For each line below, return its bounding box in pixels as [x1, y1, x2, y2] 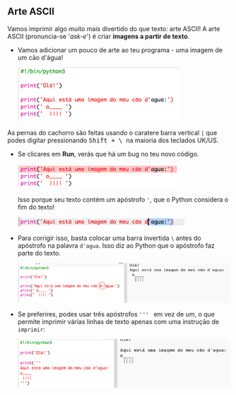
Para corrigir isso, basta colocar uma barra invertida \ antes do [17, 234, 201, 242]
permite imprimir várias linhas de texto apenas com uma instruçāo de [17, 318, 220, 326]
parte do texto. [17, 248, 61, 257]
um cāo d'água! [17, 53, 64, 62]
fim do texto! [17, 202, 55, 211]
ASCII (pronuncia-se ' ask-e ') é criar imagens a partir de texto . [7, 32, 190, 40]
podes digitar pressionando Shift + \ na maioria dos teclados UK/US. [7, 136, 219, 144]
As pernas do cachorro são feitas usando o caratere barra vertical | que [7, 128, 218, 137]
